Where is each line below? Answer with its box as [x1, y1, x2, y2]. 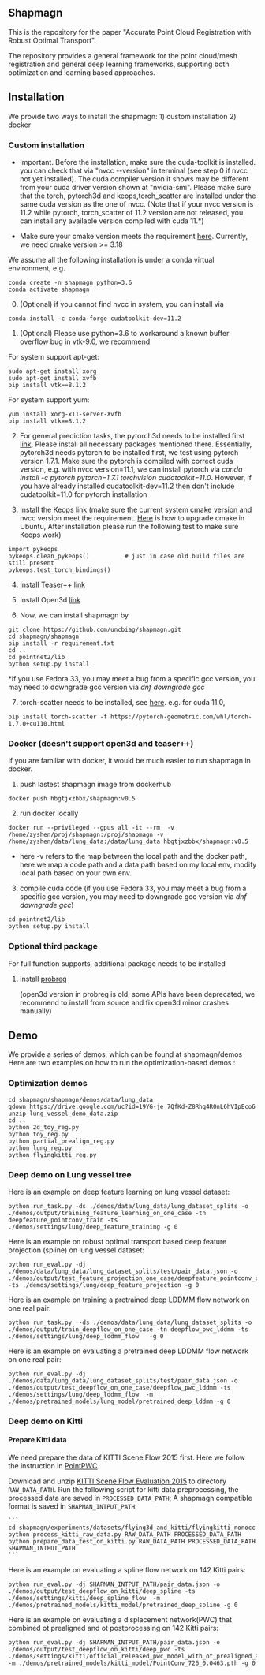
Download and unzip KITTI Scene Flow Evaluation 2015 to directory [8, 1476, 227, 1486]
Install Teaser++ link [19, 580, 86, 589]
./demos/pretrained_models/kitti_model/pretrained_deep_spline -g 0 [8, 1601, 238, 1610]
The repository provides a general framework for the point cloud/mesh [8, 50, 238, 60]
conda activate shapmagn [8, 285, 90, 293]
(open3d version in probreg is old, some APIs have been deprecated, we [19, 989, 256, 998]
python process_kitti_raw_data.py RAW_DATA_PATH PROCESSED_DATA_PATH [8, 1531, 242, 1539]
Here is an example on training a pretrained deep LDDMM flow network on [8, 1295, 250, 1304]
